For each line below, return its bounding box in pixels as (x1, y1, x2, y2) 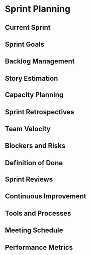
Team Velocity (5, 124, 51, 133)
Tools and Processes (5, 209, 71, 217)
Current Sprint (5, 23, 51, 32)
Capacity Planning (5, 91, 64, 99)
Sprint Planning (5, 3, 71, 15)
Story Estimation (5, 74, 58, 83)
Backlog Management (5, 57, 75, 66)
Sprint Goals (5, 40, 45, 48)
